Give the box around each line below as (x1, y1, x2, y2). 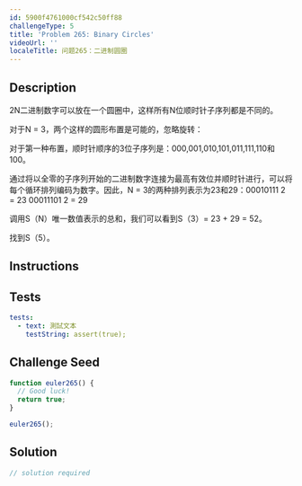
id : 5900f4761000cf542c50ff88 (9, 13, 123, 22)
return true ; (17, 395, 67, 404)
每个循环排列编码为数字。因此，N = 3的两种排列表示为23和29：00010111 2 (9, 184, 286, 195)
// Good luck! (17, 387, 70, 396)
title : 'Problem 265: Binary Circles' (9, 30, 155, 39)
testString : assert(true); (25, 330, 127, 339)
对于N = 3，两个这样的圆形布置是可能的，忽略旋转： (9, 123, 204, 135)
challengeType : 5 (9, 22, 75, 31)
